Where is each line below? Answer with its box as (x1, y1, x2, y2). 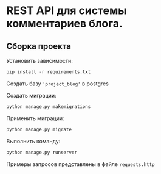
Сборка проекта (6, 41, 72, 51)
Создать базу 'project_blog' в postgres (6, 80, 109, 87)
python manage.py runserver (6, 149, 78, 156)
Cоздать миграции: (6, 92, 57, 99)
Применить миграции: (6, 114, 65, 122)
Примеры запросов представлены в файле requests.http (6, 160, 155, 168)
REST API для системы (6, 4, 127, 18)
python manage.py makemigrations (6, 103, 91, 110)
